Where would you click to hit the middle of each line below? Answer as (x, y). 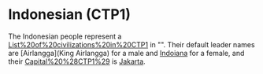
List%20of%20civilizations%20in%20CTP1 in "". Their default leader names (131, 44)
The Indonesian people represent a (65, 36)
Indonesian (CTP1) (70, 15)
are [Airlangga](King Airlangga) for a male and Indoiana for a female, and (126, 53)
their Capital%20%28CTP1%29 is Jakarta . (77, 61)
